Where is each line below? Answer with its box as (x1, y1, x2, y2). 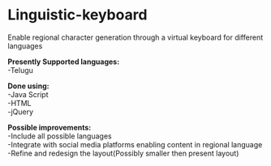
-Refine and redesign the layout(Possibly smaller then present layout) (7, 148, 239, 158)
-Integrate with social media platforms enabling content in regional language (7, 139, 263, 149)
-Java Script (7, 89, 49, 99)
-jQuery (7, 107, 34, 117)
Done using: (7, 81, 49, 91)
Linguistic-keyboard (7, 6, 148, 24)
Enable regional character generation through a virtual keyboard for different (7, 32, 264, 42)
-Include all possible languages (7, 131, 112, 141)
